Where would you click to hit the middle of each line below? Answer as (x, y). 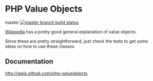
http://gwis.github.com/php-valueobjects (46, 73)
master (12, 22)
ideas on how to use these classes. (40, 46)
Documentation (29, 62)
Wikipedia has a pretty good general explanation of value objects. (71, 32)
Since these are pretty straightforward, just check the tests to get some (76, 41)
